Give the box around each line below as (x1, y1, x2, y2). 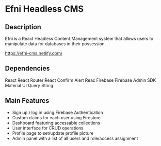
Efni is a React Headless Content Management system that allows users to (5, 36, 154, 41)
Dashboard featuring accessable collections (12, 120, 100, 126)
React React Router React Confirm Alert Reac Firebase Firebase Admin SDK (5, 77, 156, 83)
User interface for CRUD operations (12, 125, 84, 131)
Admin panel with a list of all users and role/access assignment (12, 135, 138, 141)
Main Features (5, 96, 49, 105)
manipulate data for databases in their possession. (5, 41, 106, 47)
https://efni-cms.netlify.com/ (5, 50, 63, 56)
